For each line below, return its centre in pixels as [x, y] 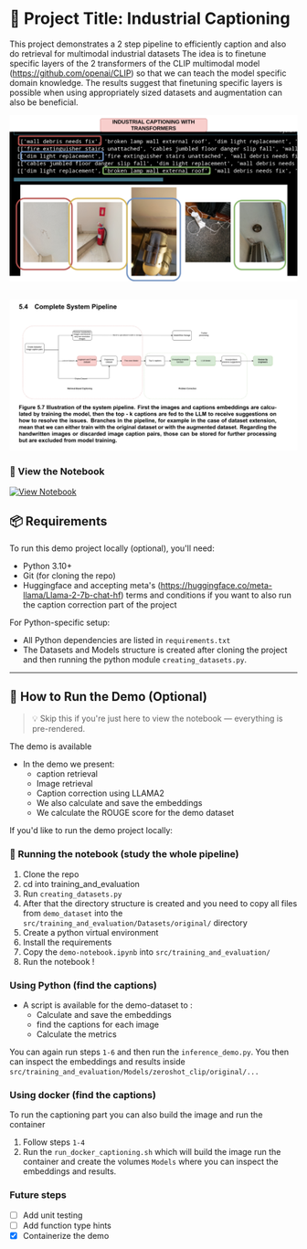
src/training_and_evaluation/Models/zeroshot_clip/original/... [134, 1073]
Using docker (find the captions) [83, 1095]
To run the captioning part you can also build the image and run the [136, 1115]
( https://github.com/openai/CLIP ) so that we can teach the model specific [148, 73]
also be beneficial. [44, 102]
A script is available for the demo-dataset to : [108, 1005]
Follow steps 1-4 [53, 1142]
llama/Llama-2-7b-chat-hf [72, 595]
